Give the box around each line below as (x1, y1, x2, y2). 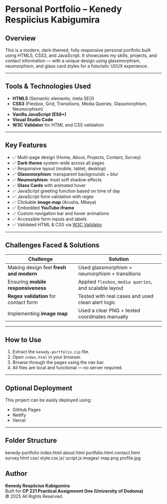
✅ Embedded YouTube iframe (12, 204, 75, 210)
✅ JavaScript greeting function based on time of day (12, 188, 120, 194)
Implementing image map (7, 310, 68, 317)
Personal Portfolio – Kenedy (5, 3, 122, 15)
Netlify (12, 412, 26, 418)
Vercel (12, 417, 26, 423)
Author (5, 470, 27, 478)
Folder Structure (5, 436, 57, 445)
